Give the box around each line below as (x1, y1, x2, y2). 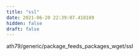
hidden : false (6, 20, 43, 26)
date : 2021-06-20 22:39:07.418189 (6, 15, 95, 21)
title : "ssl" (6, 9, 40, 15)
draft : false (6, 26, 40, 32)
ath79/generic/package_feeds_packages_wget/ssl (6, 43, 133, 50)
